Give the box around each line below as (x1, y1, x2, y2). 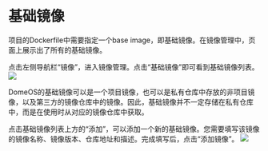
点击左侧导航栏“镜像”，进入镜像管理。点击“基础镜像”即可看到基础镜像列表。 (8, 62, 259, 72)
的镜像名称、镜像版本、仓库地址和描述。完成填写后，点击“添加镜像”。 (8, 133, 239, 144)
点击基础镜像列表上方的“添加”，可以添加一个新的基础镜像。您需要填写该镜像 (8, 124, 260, 133)
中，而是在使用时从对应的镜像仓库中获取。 (8, 107, 149, 117)
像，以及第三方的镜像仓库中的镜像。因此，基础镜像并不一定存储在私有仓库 (8, 97, 254, 106)
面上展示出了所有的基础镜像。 (8, 45, 106, 54)
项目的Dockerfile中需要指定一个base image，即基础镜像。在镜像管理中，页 (8, 35, 256, 45)
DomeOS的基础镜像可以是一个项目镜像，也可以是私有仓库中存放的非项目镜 (8, 87, 255, 97)
